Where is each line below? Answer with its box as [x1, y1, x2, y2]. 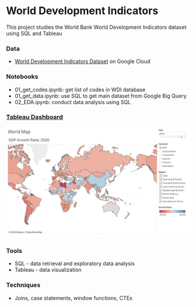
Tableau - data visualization [14, 266, 82, 273]
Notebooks [6, 72, 39, 81]
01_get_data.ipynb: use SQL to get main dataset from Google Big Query [14, 92, 187, 99]
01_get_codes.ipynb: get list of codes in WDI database [14, 86, 146, 93]
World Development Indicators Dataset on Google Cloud [14, 58, 151, 65]
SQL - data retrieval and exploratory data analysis [14, 260, 135, 267]
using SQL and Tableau [6, 29, 63, 36]
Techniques [6, 281, 41, 289]
